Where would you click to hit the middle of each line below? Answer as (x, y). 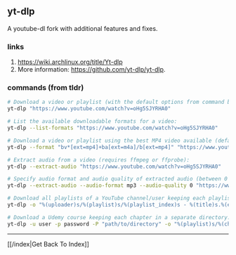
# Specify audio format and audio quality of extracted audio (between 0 (118, 179)
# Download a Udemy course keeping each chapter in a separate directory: (119, 217)
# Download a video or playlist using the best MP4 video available (110, 140)
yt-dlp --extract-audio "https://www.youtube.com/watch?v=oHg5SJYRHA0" (114, 166)
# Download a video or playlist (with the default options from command (116, 102)
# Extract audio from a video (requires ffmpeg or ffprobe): (99, 160)
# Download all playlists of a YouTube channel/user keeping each (106, 198)
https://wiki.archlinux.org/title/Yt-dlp (70, 62)
